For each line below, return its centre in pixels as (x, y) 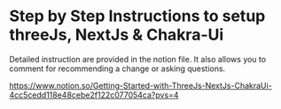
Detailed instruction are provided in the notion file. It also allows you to (138, 59)
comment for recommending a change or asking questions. (117, 69)
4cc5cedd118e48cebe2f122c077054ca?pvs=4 (94, 95)
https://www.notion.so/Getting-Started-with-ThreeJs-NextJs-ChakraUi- (140, 85)
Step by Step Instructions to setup (137, 16)
